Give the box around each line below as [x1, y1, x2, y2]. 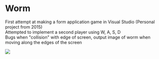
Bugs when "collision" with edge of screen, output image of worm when [5, 34, 151, 40]
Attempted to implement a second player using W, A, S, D [5, 29, 121, 35]
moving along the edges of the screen [5, 39, 82, 45]
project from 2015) [5, 24, 43, 29]
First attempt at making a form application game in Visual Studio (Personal [5, 19, 155, 25]
